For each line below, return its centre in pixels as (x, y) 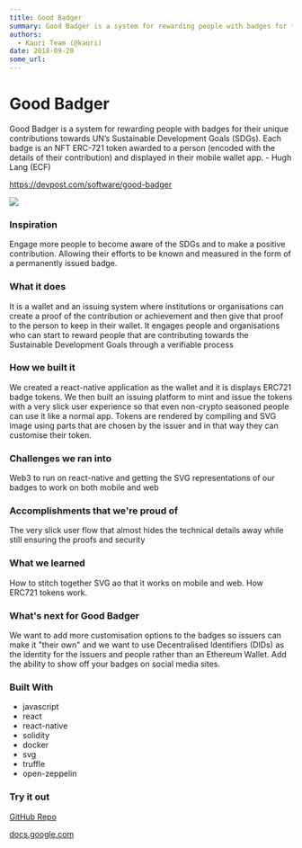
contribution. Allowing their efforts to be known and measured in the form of (151, 254)
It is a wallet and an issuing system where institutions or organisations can (147, 306)
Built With (31, 687)
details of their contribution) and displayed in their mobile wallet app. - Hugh (151, 157)
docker (36, 745)
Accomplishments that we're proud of (93, 511)
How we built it (43, 368)
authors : (26, 34)
